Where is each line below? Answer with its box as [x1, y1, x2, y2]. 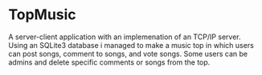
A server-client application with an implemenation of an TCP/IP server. [8, 32, 241, 41]
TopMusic [8, 6, 76, 24]
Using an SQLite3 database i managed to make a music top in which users [8, 40, 255, 49]
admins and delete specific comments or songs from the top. [8, 57, 211, 67]
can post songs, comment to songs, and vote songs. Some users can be [8, 49, 248, 58]
